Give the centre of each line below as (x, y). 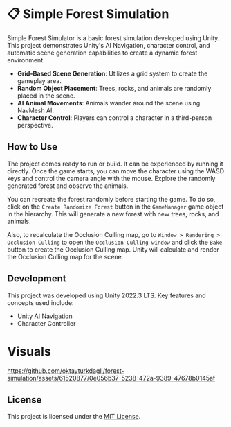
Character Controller (46, 323)
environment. (26, 60)
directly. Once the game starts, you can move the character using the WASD (116, 171)
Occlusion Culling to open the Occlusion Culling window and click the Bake (115, 242)
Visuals (29, 351)
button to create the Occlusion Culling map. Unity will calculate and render (113, 249)
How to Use (33, 147)
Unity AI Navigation (45, 316)
